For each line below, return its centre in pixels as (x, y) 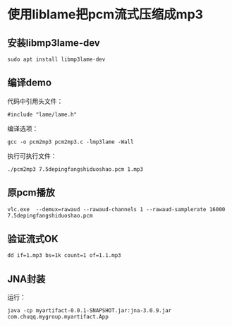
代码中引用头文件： (35, 101)
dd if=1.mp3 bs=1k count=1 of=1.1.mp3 (64, 256)
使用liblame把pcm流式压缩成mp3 (105, 14)
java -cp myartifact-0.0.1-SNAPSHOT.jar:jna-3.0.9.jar (90, 311)
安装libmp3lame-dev (54, 43)
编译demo (29, 83)
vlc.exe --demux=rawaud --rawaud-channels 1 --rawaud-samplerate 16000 (116, 209)
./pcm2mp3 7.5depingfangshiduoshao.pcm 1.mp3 (75, 169)
